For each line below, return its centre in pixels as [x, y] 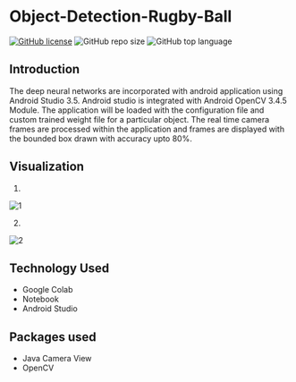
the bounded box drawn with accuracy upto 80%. [101, 138]
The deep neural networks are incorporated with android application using [146, 90]
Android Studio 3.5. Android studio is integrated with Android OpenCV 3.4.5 [148, 100]
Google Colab [47, 290]
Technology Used [59, 268]
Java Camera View [57, 359]
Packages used [53, 337]
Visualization [47, 167]
